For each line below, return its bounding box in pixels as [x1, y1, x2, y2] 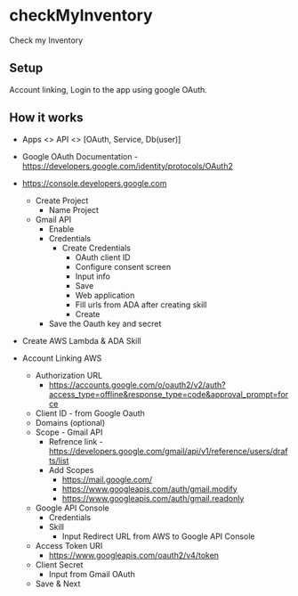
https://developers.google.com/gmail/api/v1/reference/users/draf [48, 445, 288, 456]
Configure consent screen [75, 261, 172, 272]
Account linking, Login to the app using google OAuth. [9, 84, 207, 94]
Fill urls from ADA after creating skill [75, 299, 207, 310]
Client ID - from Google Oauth [35, 407, 145, 419]
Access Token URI [35, 540, 103, 551]
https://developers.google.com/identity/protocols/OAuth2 [21, 160, 233, 171]
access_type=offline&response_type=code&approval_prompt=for [48, 388, 289, 399]
